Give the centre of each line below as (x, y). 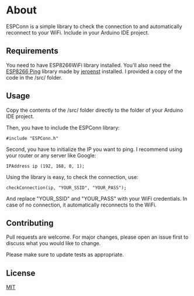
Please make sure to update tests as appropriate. (65, 254)
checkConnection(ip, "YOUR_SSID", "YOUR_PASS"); (66, 188)
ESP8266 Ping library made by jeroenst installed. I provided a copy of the (94, 71)
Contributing (30, 223)
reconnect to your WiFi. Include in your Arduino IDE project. (78, 32)
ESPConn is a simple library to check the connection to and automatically (94, 26)
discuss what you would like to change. (53, 243)
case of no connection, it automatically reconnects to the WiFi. (81, 205)
